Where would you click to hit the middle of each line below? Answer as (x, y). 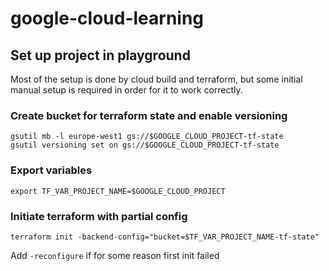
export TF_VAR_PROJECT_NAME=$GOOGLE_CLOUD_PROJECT (118, 191)
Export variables (51, 170)
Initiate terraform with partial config (99, 216)
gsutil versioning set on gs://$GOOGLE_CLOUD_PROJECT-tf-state (145, 145)
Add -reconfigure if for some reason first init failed (115, 255)
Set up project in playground (100, 55)
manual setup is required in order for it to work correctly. (126, 90)
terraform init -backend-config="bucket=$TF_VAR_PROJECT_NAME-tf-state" (165, 237)
